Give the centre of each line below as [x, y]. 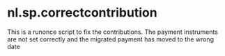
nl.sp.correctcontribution [83, 13]
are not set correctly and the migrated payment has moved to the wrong [111, 39]
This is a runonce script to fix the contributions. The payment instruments [113, 32]
